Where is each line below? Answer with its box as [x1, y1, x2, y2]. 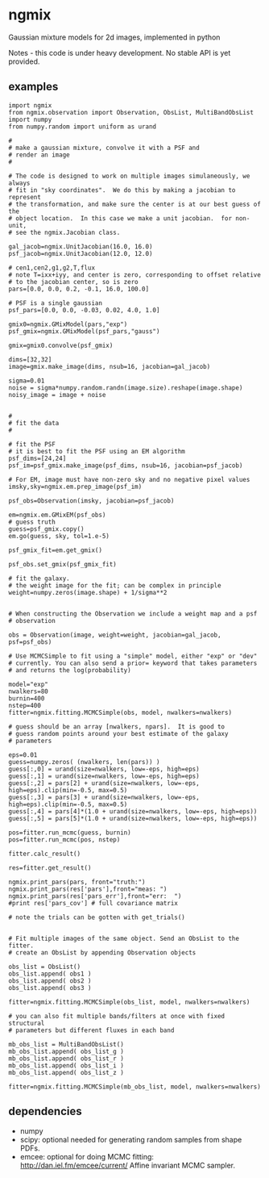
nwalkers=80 [8, 687, 48, 696]
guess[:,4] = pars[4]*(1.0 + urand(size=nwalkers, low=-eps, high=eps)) [8, 807, 258, 816]
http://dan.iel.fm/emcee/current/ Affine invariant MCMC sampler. [19, 1160, 236, 1170]
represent [8, 193, 42, 201]
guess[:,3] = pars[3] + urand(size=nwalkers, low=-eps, [8, 793, 200, 801]
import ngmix [8, 101, 52, 110]
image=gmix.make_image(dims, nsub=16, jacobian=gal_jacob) [8, 362, 211, 370]
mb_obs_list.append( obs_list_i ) [8, 1061, 125, 1070]
